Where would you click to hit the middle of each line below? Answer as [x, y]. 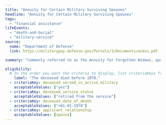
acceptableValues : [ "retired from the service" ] [65, 96]
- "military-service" [32, 38]
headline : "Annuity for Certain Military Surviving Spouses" [69, 14]
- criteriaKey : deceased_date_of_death [51, 101]
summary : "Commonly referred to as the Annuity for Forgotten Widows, [79, 60]
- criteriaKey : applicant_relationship [51, 110]
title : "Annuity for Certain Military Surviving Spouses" [66, 10]
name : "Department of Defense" [42, 46]
